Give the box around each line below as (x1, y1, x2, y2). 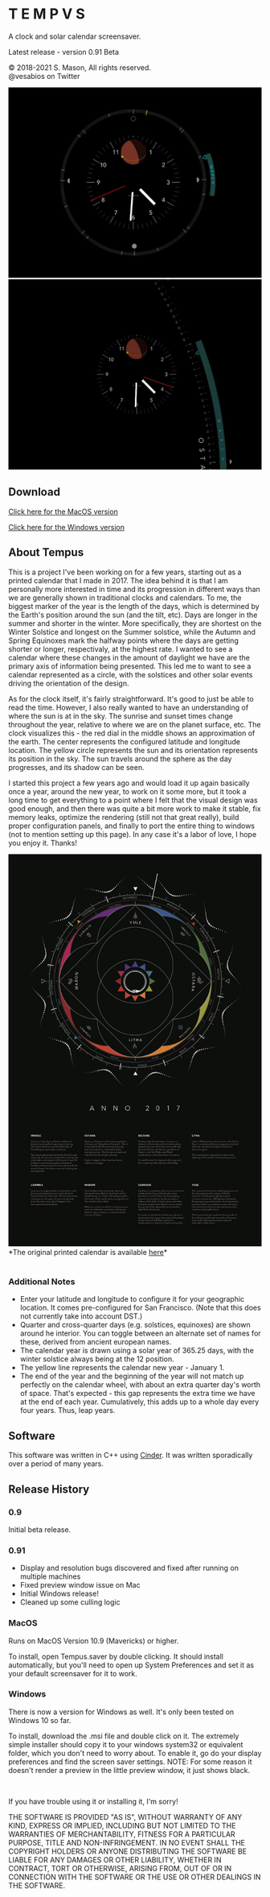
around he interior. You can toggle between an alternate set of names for (19, 1328, 261, 1338)
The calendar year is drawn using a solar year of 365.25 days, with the (19, 1346, 255, 1356)
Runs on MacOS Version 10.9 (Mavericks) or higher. (8, 1636, 179, 1646)
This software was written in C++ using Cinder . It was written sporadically (8, 1451, 253, 1460)
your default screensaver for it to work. (8, 1668, 138, 1678)
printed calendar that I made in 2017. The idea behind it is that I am (8, 575, 229, 585)
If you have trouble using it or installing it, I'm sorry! (8, 1796, 178, 1806)
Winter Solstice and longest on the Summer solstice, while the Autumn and (8, 627, 256, 636)
